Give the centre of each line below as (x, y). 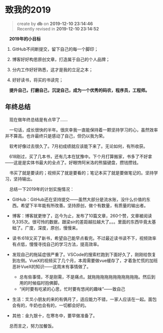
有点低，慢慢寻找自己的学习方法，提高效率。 (57, 244)
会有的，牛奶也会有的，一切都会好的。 (50, 305)
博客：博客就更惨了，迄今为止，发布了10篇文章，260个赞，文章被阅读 (82, 215)
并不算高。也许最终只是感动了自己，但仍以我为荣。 (56, 136)
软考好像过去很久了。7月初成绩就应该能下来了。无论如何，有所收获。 (79, 146)
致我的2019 (28, 10)
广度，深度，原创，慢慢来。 (53, 227)
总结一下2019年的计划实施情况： (42, 189)
